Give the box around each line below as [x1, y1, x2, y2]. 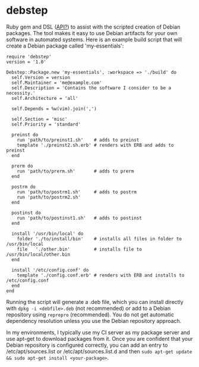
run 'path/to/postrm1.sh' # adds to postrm [17, 189, 137, 195]
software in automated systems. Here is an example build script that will [6, 36, 182, 43]
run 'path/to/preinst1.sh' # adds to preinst [17, 137, 140, 143]
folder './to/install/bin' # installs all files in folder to [17, 236, 182, 241]
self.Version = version [11, 74, 70, 80]
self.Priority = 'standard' [11, 121, 81, 127]
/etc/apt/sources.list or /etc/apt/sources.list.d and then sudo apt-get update [6, 347, 192, 355]
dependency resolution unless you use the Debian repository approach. [6, 317, 182, 324]
